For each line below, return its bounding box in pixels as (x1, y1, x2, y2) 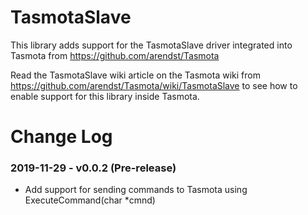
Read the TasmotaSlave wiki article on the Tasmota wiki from (10, 69, 261, 81)
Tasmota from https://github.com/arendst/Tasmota (10, 49, 220, 61)
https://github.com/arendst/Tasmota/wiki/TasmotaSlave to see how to (10, 79, 298, 91)
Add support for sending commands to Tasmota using (24, 184, 248, 196)
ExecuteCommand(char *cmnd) (24, 194, 156, 206)
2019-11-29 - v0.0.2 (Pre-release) (10, 161, 177, 175)
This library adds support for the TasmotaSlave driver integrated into (10, 39, 293, 51)
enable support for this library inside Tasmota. (10, 90, 200, 102)
